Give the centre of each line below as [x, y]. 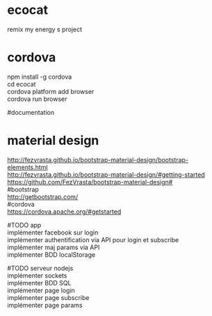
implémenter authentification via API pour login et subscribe [93, 239]
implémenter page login [41, 290]
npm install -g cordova [40, 77]
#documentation [31, 112]
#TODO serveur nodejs [40, 268]
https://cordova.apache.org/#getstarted [64, 212]
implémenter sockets [37, 275]
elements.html [27, 167]
